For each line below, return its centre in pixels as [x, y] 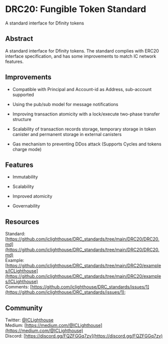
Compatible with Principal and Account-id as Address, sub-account [82, 89]
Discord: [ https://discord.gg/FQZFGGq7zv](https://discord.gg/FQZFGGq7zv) [84, 336]
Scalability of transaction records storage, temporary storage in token [84, 129]
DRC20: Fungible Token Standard [76, 9]
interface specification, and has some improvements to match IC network [81, 56]
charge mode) [27, 149]
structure [22, 119]
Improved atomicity [32, 196]
